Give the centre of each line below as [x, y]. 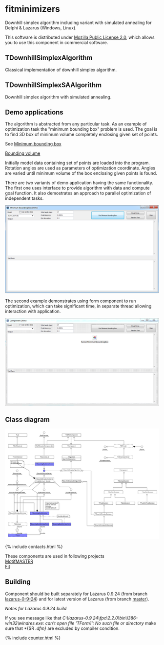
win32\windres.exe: [25, 623]
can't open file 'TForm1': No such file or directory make [101, 623]
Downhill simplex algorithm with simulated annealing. [58, 97]
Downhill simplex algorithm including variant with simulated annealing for [78, 23]
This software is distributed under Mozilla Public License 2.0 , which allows [80, 37]
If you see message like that [33, 618]
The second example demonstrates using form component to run [71, 301]
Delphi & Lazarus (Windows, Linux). [41, 27]
